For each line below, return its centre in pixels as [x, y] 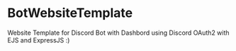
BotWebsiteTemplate [70, 13]
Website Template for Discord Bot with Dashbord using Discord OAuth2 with [118, 33]
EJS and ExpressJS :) [39, 40]
